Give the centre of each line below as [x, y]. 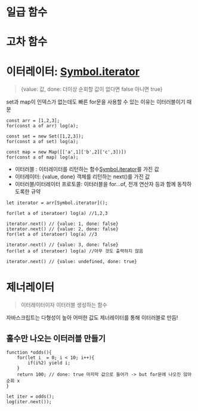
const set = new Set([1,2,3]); [45, 136]
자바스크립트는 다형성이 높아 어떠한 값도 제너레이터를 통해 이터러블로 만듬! [92, 318]
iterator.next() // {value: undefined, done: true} [72, 262]
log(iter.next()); [29, 402]
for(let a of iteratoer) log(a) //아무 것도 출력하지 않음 [75, 251]
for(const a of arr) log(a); [42, 126]
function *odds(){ [29, 353]
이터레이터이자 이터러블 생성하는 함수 [64, 305]
